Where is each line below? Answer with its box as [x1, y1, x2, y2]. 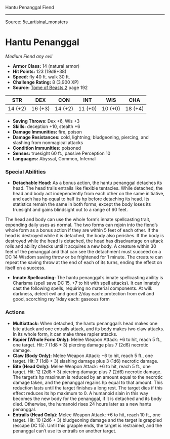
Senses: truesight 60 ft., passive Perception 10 [12, 150, 111, 156]
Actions [5, 309, 25, 316]
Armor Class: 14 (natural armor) [12, 63, 80, 69]
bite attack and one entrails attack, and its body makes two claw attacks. [12, 326, 164, 332]
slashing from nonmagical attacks [12, 139, 83, 146]
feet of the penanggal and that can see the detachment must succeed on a [5, 249, 161, 255]
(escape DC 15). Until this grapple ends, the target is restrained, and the [12, 422, 162, 428]
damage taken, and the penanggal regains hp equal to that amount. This [12, 379, 163, 385]
